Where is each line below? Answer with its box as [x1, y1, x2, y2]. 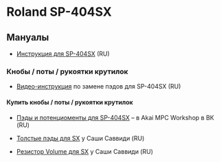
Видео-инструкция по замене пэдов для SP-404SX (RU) [16, 82, 181, 91]
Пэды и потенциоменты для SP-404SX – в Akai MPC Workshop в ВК [16, 113, 214, 121]
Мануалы [6, 32, 49, 43]
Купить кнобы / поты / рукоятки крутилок [6, 97, 133, 106]
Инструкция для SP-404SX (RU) [16, 49, 110, 58]
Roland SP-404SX [6, 4, 113, 20]
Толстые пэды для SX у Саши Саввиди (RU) [16, 134, 145, 142]
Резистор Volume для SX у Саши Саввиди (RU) [16, 147, 154, 155]
